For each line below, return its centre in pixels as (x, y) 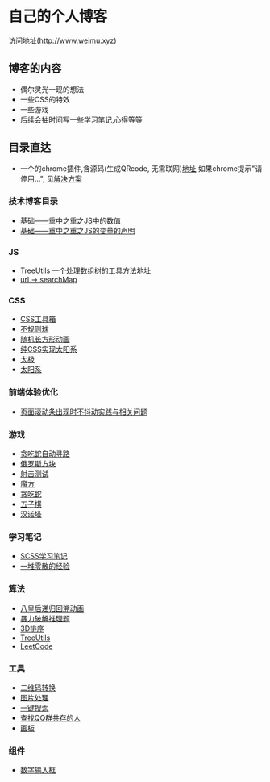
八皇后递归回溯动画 (52, 608)
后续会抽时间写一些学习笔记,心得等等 (81, 119)
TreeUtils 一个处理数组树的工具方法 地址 (85, 270)
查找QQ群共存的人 (50, 717)
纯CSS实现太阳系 (48, 349)
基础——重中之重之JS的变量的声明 (77, 230)
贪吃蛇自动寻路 (45, 454)
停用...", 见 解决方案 (51, 178)
